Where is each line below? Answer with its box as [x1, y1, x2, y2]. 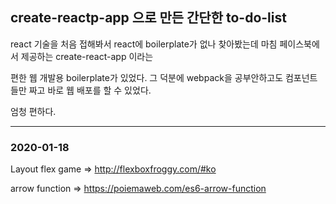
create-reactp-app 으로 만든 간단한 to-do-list [10, 9, 287, 27]
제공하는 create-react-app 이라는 [20, 50, 154, 62]
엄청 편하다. [10, 105, 57, 117]
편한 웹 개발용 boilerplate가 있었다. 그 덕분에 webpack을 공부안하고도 [10, 71, 284, 83]
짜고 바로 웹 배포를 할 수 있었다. [28, 84, 152, 96]
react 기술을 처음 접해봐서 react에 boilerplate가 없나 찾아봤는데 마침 [10, 38, 278, 50]
